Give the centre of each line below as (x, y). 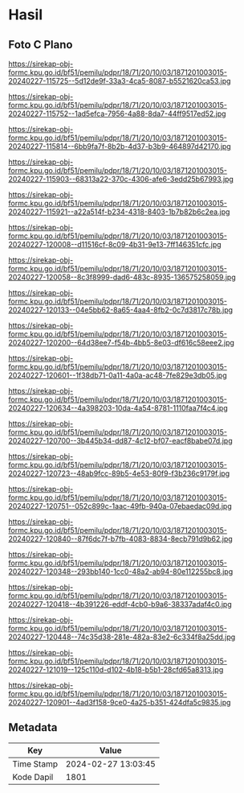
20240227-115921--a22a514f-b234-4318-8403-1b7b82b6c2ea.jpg (119, 212)
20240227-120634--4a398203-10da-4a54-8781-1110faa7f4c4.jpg (118, 408)
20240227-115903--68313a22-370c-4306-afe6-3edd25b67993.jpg (121, 179)
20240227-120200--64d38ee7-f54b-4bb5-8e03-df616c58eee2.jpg (122, 343)
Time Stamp (35, 764)
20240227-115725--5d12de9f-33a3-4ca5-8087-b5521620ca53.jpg (120, 81)
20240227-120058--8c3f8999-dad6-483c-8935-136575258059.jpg (122, 277)
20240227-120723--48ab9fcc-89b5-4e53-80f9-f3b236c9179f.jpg (119, 473)
